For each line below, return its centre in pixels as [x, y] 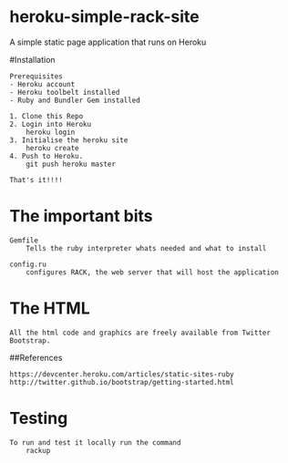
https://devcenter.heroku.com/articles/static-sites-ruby [122, 374]
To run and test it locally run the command [95, 442]
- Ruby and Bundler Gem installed [75, 100]
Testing [39, 418]
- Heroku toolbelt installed [65, 92]
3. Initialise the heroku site [69, 140]
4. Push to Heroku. [46, 156]
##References [36, 357]
